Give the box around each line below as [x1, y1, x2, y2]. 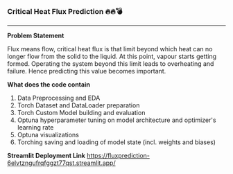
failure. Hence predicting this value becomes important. [7, 67, 166, 76]
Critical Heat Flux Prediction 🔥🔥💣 [7, 6, 123, 16]
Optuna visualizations [17, 131, 80, 139]
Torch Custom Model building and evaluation [17, 109, 146, 117]
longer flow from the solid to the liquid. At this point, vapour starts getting [7, 52, 217, 61]
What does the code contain [7, 80, 90, 89]
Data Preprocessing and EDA [17, 94, 101, 103]
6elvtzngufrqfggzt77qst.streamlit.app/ [7, 159, 116, 167]
